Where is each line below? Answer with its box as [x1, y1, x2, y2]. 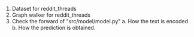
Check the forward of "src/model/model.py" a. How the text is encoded [11, 18, 189, 24]
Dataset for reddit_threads [11, 5, 77, 12]
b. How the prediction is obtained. [11, 24, 96, 31]
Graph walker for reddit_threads [11, 11, 91, 18]
